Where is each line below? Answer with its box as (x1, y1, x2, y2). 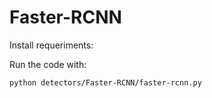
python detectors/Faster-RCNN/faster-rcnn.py (9, 77, 202, 88)
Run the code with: (9, 58, 87, 70)
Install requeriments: (9, 39, 94, 51)
